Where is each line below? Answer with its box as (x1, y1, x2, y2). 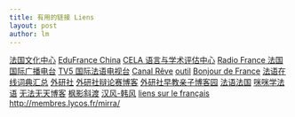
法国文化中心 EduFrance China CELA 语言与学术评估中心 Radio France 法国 (9, 55, 284, 66)
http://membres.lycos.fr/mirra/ (9, 98, 121, 109)
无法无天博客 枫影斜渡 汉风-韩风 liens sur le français (19, 88, 211, 98)
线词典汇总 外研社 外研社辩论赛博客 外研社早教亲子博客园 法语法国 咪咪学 (9, 77, 277, 88)
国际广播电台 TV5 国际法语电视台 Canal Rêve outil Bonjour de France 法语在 (9, 66, 286, 76)
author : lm (9, 29, 50, 38)
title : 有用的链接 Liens (9, 12, 95, 22)
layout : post (9, 21, 58, 30)
